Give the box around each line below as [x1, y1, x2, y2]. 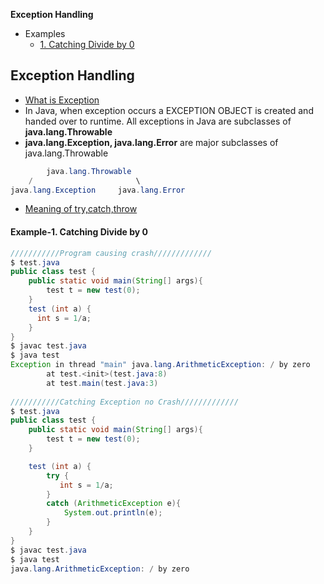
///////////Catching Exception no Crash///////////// [10, 397, 240, 407]
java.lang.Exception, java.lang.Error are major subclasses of [24, 136, 279, 148]
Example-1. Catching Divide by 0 [10, 226, 149, 238]
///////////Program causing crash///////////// [10, 248, 213, 258]
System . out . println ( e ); [63, 508, 163, 518]
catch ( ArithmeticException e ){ [46, 499, 182, 509]
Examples [24, 28, 66, 39]
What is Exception [24, 94, 100, 106]
